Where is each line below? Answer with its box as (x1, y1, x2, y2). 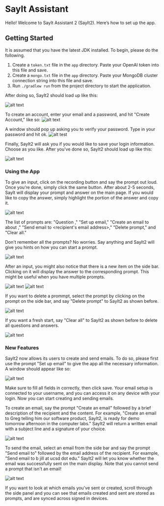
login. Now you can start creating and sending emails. (5, 395, 114, 402)
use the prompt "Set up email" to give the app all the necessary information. (5, 361, 159, 367)
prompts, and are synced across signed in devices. (5, 496, 109, 502)
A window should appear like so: (5, 366, 71, 372)
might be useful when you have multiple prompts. (5, 274, 106, 280)
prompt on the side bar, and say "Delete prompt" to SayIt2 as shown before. (5, 298, 159, 304)
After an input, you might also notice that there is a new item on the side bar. (5, 263, 160, 269)
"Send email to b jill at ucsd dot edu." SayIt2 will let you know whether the (5, 455, 154, 461)
